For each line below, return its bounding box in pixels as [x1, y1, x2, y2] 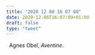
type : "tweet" [6, 25, 42, 32]
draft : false [6, 20, 39, 26]
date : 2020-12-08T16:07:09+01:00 [6, 14, 90, 20]
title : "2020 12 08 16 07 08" [6, 8, 82, 15]
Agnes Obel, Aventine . [8, 42, 64, 49]
